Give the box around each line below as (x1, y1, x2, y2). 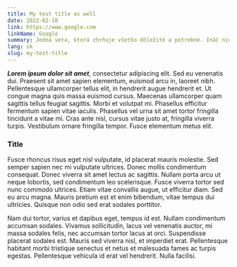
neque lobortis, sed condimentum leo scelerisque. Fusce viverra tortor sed (7, 178, 224, 186)
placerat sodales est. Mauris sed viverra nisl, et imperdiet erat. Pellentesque (7, 237, 228, 245)
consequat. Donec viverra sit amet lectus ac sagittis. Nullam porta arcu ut (7, 170, 221, 179)
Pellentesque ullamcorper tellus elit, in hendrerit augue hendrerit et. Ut (7, 84, 212, 93)
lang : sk (7, 43, 33, 50)
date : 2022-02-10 (7, 17, 59, 24)
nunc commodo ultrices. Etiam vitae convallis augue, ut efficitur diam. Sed (7, 185, 224, 194)
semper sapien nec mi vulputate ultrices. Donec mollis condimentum (7, 163, 207, 172)
